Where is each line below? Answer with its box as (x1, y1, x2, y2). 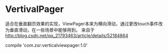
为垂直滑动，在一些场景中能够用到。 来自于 (5, 26, 95, 33)
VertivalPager (5, 3, 64, 15)
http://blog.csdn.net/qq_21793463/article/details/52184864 (5, 32, 128, 38)
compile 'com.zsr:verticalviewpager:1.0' (5, 42, 88, 48)
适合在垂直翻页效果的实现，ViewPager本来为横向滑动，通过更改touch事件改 (5, 20, 163, 26)
